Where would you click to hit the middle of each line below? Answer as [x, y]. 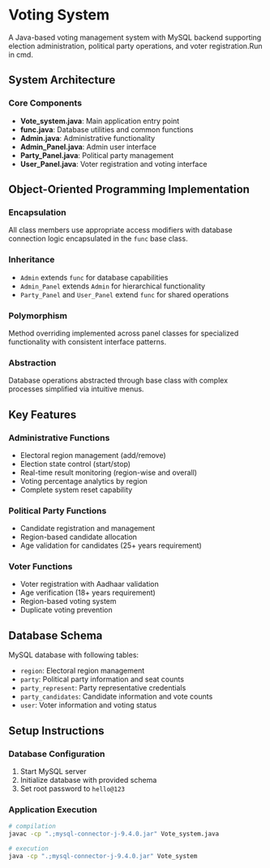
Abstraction [32, 362]
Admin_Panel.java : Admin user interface [88, 147]
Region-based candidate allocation [79, 537]
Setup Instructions [56, 731]
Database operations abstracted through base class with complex [118, 381]
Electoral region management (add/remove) [93, 455]
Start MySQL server [53, 771]
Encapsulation [37, 212]
